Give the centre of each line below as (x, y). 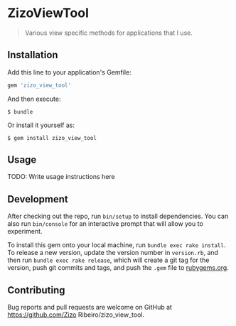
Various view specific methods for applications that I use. (109, 33)
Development (38, 199)
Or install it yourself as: (41, 125)
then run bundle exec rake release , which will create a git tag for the (108, 260)
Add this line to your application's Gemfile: (69, 72)
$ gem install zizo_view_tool (52, 138)
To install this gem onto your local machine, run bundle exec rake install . (117, 245)
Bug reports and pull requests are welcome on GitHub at (90, 308)
